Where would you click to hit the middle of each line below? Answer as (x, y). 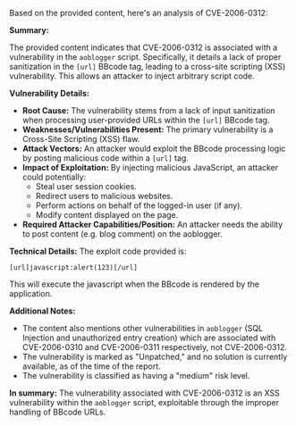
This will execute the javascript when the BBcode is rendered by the (134, 284)
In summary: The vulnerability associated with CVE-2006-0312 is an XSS (144, 393)
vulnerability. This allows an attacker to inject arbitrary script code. (132, 76)
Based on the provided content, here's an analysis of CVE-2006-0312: (139, 13)
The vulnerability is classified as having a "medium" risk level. (136, 376)
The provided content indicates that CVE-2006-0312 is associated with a (144, 47)
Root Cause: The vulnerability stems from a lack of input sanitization (148, 110)
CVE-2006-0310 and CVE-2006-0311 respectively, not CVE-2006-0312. (155, 347)
